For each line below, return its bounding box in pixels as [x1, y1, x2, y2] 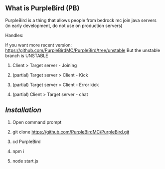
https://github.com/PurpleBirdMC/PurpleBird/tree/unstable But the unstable [5, 47, 161, 53]
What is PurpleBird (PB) [5, 4, 80, 12]
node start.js [12, 157, 38, 164]
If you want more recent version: [5, 42, 72, 48]
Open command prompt [12, 119, 62, 125]
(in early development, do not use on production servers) [5, 22, 123, 28]
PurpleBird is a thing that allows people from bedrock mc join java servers [5, 17, 157, 23]
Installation [5, 106, 41, 114]
